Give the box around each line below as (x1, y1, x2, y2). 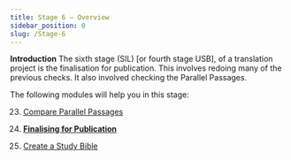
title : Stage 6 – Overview (10, 12, 110, 22)
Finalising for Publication (22, 124, 118, 134)
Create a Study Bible (22, 141, 98, 151)
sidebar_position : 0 (10, 21, 87, 30)
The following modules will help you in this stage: (10, 89, 189, 100)
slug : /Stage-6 (10, 29, 66, 38)
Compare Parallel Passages (22, 107, 124, 118)
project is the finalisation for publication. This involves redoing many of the (10, 63, 282, 73)
